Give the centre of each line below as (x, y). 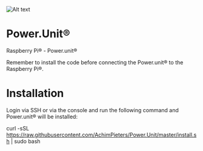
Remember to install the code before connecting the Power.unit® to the (95, 62)
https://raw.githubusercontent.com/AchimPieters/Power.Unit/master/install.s (101, 135)
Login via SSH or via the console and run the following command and (92, 110)
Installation (35, 93)
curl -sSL (18, 128)
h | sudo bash (23, 141)
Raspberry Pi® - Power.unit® (42, 50)
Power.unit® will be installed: (42, 116)
